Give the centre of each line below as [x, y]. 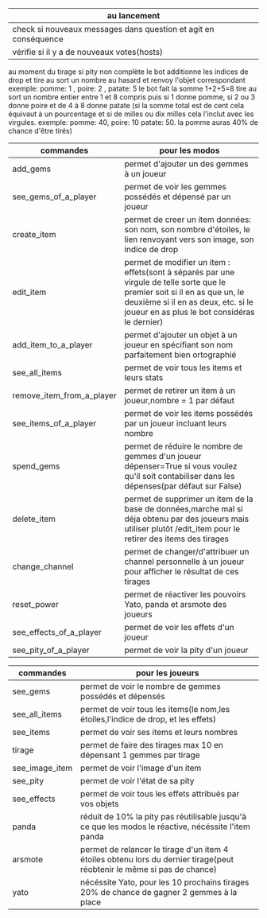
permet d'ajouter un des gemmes [186, 164]
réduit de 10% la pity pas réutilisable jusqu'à [164, 817]
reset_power [36, 604]
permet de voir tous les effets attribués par [160, 794]
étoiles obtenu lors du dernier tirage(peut [157, 860]
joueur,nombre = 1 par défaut [180, 401]
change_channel [43, 566]
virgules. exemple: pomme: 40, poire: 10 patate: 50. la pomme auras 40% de [133, 122]
